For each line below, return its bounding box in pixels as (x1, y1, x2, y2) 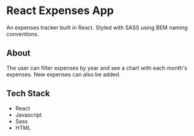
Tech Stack (6, 88, 50, 99)
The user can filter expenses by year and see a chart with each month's (6, 64, 188, 71)
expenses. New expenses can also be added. (6, 71, 121, 78)
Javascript (15, 111, 42, 118)
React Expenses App (6, 4, 114, 18)
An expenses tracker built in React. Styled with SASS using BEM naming (6, 24, 188, 31)
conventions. (6, 30, 39, 37)
